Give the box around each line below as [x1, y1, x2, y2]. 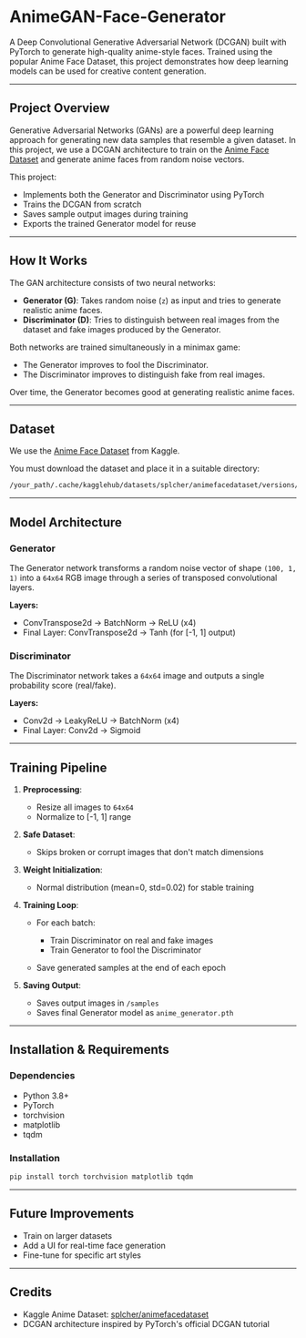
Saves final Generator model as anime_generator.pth [36, 1007, 234, 1018]
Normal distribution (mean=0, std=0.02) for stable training [36, 882, 255, 894]
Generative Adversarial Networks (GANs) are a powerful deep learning [9, 125, 274, 136]
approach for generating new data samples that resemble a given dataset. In [9, 134, 296, 145]
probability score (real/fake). [9, 680, 117, 691]
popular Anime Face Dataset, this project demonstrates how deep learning [9, 56, 289, 66]
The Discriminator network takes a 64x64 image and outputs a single [9, 670, 265, 681]
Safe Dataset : [22, 829, 76, 840]
